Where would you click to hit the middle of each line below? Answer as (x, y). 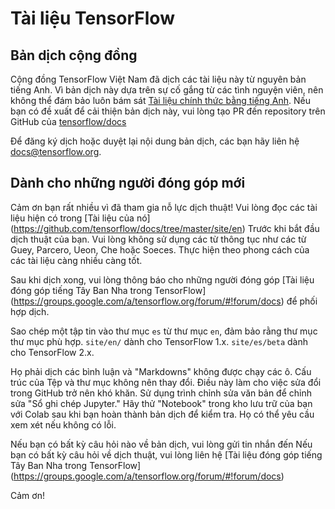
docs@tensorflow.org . (56, 151)
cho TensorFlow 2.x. (52, 352)
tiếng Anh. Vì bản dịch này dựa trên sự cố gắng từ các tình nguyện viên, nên (167, 90)
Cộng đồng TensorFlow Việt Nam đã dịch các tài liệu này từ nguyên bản (158, 79)
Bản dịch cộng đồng (74, 55)
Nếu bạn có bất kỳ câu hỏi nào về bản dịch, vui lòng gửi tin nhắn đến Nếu (161, 444)
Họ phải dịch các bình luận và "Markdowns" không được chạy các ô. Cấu (161, 371)
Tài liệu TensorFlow (92, 18)
